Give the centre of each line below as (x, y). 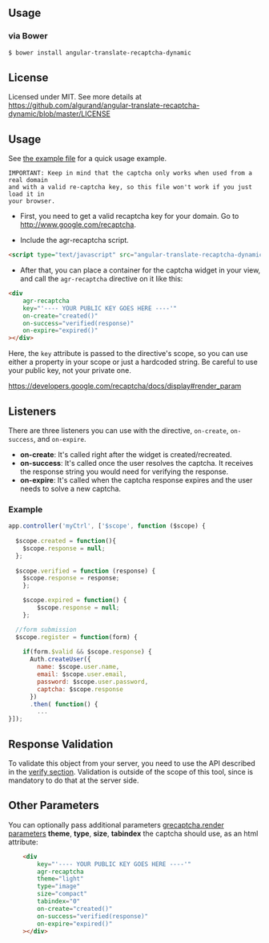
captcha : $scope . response (80, 689)
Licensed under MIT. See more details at (75, 97)
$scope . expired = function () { (75, 601)
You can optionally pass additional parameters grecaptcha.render (116, 824)
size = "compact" (62, 894)
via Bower (28, 36)
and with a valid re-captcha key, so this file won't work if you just (130, 188)
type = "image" (59, 886)
